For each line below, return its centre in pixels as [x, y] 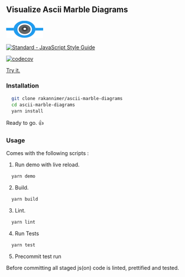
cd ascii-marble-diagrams [43, 105]
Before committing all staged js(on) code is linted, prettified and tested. [92, 268]
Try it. [13, 70]
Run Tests [27, 233]
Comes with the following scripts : [48, 153]
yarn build [25, 199]
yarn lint [23, 222]
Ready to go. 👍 [25, 123]
